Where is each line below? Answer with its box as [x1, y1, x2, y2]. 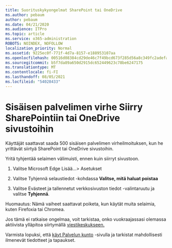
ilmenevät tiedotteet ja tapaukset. [5, 237, 76, 243]
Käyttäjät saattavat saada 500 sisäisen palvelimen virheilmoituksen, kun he [5, 140, 163, 146]
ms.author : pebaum [5, 12, 45, 17]
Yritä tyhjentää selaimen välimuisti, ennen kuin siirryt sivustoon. [5, 155, 140, 162]
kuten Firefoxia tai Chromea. [5, 206, 65, 212]
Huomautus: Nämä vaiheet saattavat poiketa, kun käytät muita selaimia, [5, 201, 156, 207]
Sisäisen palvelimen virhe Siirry [5, 101, 143, 113]
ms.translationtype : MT [5, 65, 56, 70]
